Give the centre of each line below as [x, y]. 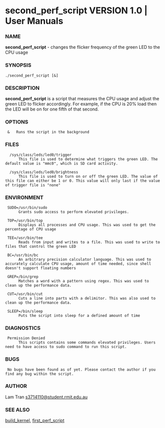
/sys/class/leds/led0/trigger [41, 155]
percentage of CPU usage [31, 229]
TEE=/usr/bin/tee [25, 238]
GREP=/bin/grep [23, 276]
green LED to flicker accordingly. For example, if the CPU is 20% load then [81, 104]
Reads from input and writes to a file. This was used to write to [89, 242]
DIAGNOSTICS [23, 328]
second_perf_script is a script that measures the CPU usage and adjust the [82, 99]
